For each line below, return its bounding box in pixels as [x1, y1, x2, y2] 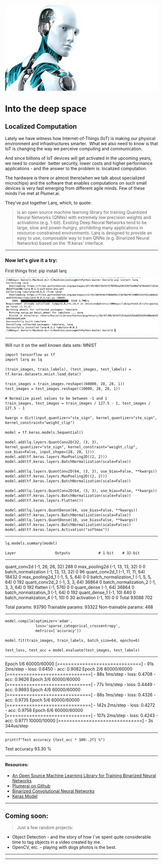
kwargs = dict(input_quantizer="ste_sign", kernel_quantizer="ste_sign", [5, 415, 158, 420]
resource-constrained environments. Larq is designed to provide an [16, 230, 152, 236]
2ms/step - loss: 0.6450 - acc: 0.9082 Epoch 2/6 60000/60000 [5, 666, 132, 672]
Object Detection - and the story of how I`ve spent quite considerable [12, 834, 151, 840]
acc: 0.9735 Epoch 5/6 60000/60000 [5, 697, 80, 703]
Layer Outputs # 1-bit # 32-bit [5, 551, 140, 556]
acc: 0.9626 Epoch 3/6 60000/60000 [5, 676, 81, 682]
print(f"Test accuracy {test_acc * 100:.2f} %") [5, 738, 105, 743]
